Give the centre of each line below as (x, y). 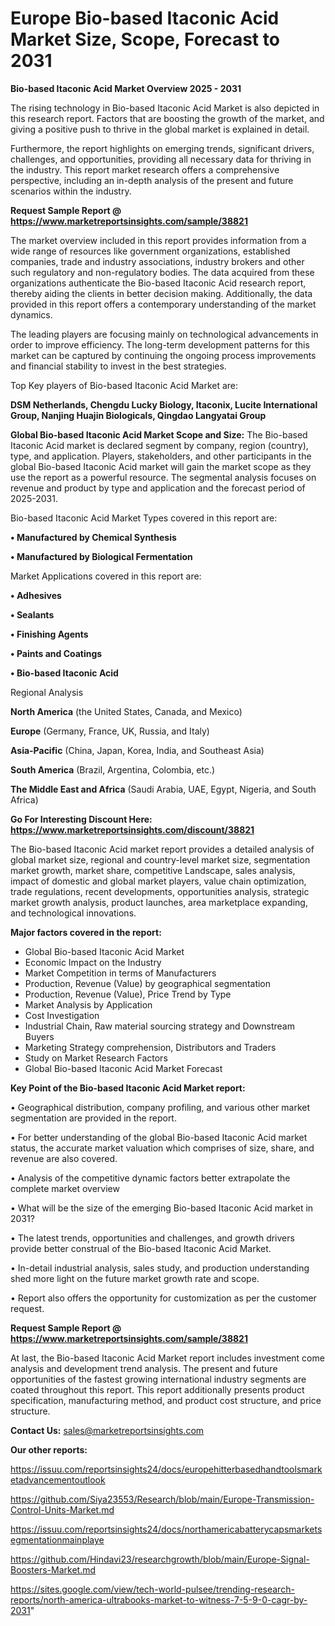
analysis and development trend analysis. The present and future (144, 1368)
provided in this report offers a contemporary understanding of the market (163, 304)
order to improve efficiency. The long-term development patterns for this (160, 344)
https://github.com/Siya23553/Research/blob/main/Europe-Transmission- (162, 1499)
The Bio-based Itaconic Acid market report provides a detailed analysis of (162, 849)
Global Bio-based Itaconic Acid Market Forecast (123, 1068)
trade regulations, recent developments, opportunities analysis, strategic (160, 891)
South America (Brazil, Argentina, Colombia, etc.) (113, 769)
